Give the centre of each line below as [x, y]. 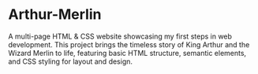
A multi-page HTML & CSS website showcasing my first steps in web [120, 36]
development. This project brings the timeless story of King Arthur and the [129, 44]
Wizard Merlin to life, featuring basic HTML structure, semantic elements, [127, 53]
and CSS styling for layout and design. [70, 61]
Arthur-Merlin [55, 15]
